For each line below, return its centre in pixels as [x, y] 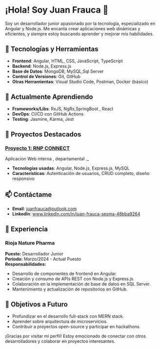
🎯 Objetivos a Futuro [37, 304]
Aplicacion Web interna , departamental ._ [47, 159]
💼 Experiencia [26, 229]
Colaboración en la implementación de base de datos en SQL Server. [81, 284]
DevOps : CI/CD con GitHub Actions [48, 114]
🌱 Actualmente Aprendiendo [49, 97]
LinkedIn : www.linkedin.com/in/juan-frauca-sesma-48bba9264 [76, 214]
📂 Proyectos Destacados [43, 134]
